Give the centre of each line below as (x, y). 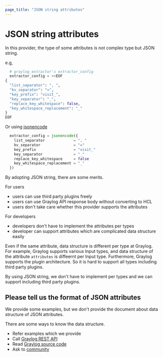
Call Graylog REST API (35, 339)
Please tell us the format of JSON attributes (73, 297)
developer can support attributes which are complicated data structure (84, 231)
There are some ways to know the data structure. (55, 324)
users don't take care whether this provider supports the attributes (80, 207)
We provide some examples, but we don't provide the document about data (82, 309)
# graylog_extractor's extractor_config (51, 71)
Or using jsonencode (26, 127)
